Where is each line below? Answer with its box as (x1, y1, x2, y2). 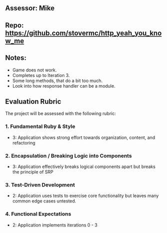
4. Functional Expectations (5, 210, 71, 217)
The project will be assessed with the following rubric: (5, 110, 116, 116)
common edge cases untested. (12, 198, 76, 204)
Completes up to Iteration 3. (12, 72, 70, 78)
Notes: (5, 53, 26, 62)
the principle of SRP (12, 169, 54, 174)
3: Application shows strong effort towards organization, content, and (12, 134, 156, 140)
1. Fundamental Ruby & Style (5, 123, 76, 130)
